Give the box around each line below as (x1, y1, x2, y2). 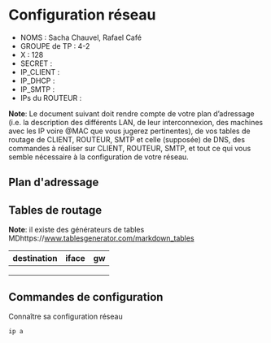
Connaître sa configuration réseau (8, 311, 124, 321)
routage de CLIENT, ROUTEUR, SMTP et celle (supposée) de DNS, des (8, 134, 246, 144)
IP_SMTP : (20, 84, 55, 94)
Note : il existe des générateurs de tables (8, 225, 145, 235)
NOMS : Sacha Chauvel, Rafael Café (20, 33, 142, 42)
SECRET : (20, 59, 53, 68)
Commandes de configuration (8, 290, 164, 304)
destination (12, 253, 58, 264)
